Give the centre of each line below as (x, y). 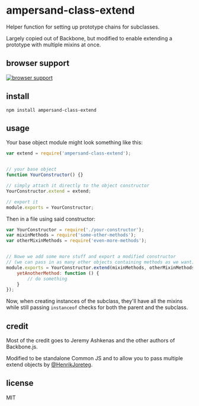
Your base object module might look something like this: (75, 143)
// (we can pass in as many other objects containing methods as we (92, 262)
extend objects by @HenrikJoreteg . (49, 365)
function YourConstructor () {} (45, 175)
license (20, 383)
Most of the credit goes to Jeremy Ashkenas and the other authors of (91, 341)
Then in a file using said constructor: (51, 219)
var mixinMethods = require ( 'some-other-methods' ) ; (71, 235)
